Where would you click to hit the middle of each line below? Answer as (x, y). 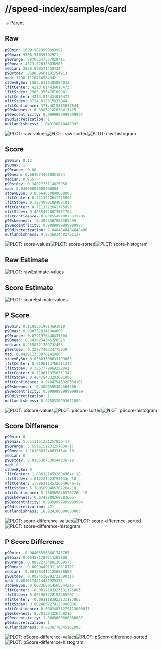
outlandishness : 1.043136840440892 (42, 124)
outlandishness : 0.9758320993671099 (43, 401)
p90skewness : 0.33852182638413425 (41, 110)
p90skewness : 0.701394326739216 (38, 613)
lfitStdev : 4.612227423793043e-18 (41, 479)
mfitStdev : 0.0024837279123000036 (41, 604)
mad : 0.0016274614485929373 (34, 581)
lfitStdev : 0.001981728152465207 (40, 595)
